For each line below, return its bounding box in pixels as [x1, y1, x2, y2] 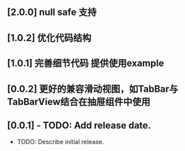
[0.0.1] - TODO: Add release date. [7, 119, 151, 131]
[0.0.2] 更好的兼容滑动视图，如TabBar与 [7, 83, 179, 95]
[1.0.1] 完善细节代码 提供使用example [7, 58, 164, 69]
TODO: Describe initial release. [16, 138, 104, 146]
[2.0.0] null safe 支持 [7, 6, 97, 19]
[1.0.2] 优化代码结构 [7, 32, 92, 43]
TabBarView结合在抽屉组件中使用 [7, 95, 151, 108]
